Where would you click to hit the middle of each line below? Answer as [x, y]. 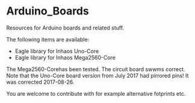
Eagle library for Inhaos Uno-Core [57, 51]
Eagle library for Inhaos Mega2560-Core [65, 57]
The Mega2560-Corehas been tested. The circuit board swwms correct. [96, 69]
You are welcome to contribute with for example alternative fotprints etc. [96, 93]
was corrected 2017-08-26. [40, 82]
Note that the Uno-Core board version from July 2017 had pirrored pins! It [97, 75]
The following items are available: [48, 39]
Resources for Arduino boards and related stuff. [65, 28]
